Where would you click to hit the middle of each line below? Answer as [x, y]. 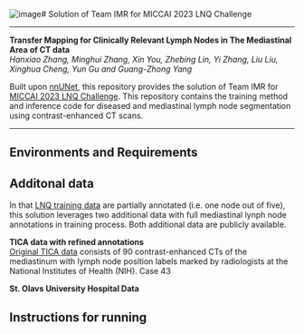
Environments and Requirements [104, 153]
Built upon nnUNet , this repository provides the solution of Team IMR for [144, 87]
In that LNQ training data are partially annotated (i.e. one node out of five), [147, 205]
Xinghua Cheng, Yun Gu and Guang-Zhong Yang [101, 69]
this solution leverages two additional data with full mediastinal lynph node [148, 215]
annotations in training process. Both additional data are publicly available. [148, 225]
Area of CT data [40, 49]
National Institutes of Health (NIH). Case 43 [90, 271]
